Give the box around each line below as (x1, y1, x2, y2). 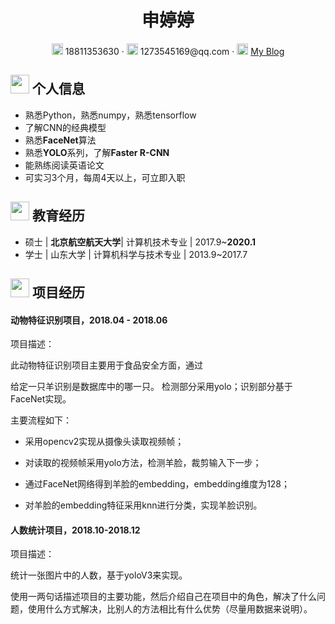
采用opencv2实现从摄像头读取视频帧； (24, 436, 185, 448)
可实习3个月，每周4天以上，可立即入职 (24, 171, 186, 183)
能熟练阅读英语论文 (24, 159, 105, 171)
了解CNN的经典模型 (24, 121, 107, 133)
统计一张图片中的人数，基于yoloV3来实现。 (10, 569, 188, 581)
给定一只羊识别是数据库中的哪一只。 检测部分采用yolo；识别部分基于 (10, 381, 293, 393)
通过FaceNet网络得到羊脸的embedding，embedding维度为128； (24, 478, 291, 490)
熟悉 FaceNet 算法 (24, 134, 97, 146)
